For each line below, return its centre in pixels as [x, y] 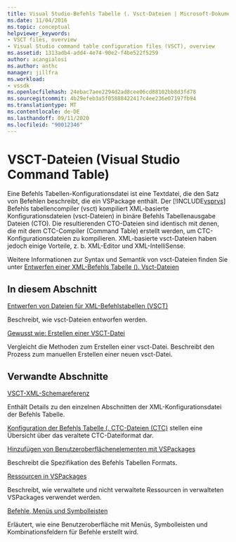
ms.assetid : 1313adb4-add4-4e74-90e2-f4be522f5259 [83, 53]
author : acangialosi [38, 60]
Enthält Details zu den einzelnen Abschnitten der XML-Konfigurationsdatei [114, 407]
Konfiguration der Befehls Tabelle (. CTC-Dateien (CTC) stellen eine [105, 428]
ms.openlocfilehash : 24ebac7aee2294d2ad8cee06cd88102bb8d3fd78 [102, 92]
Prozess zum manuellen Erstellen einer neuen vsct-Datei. [90, 355]
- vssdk [19, 86]
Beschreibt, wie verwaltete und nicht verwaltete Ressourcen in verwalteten [116, 490]
